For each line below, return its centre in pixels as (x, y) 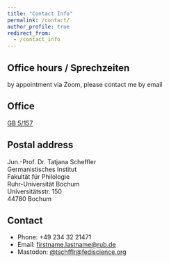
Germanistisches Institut (42, 169)
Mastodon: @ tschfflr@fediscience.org (72, 252)
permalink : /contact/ (39, 20)
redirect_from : (29, 33)
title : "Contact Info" (40, 14)
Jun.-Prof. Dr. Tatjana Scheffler (52, 161)
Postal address (40, 145)
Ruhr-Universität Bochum (43, 184)
